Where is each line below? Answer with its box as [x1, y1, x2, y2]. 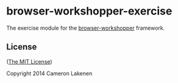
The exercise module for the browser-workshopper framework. [6, 24, 165, 32]
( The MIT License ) [6, 58, 53, 65]
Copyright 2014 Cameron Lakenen [6, 70, 93, 77]
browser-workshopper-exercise [6, 4, 173, 18]
